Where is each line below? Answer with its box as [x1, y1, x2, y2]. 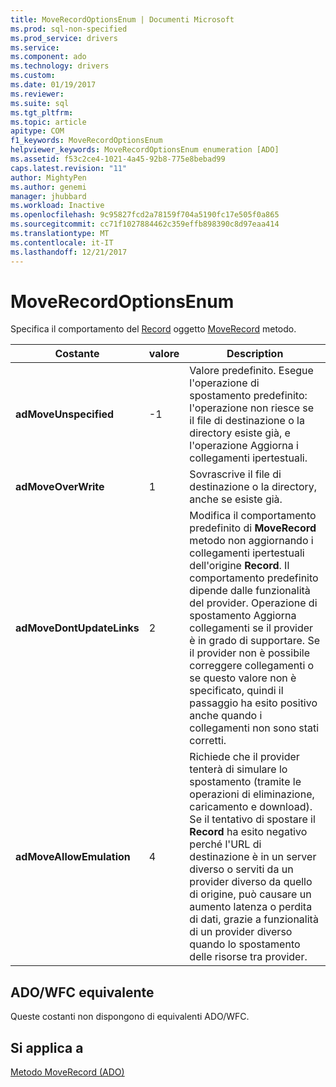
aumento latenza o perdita [189, 900, 313, 914]
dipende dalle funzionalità [189, 584, 311, 598]
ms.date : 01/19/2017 [10, 80, 97, 90]
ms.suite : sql [10, 98, 70, 108]
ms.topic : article [10, 117, 87, 127]
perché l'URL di [189, 837, 262, 851]
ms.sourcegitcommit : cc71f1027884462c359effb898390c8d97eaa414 [10, 219, 280, 230]
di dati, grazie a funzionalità [189, 912, 319, 926]
